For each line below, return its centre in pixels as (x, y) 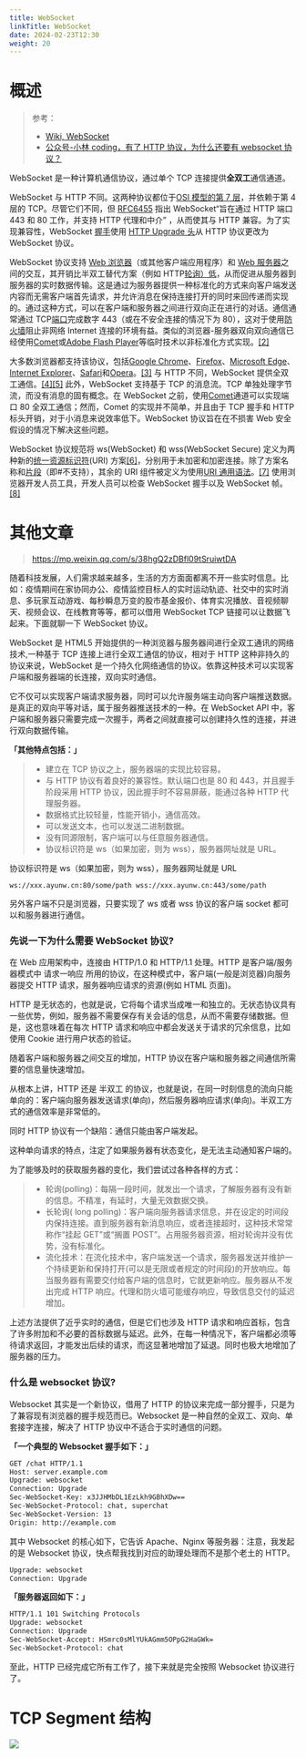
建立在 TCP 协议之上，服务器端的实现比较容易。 (135, 769)
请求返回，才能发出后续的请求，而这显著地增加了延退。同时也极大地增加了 (157, 1345)
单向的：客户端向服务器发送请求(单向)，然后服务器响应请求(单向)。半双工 (147, 1100)
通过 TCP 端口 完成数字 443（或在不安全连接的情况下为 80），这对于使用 (151, 319)
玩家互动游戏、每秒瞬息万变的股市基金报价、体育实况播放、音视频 (157, 601)
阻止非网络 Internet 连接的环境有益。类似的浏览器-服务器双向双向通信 (156, 331)
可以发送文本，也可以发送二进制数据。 (117, 827)
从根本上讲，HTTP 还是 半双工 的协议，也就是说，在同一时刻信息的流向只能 (151, 1089)
